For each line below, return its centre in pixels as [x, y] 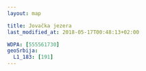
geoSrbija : [23, 51]
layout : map [24, 13]
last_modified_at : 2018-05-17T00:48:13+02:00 [73, 32]
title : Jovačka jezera [39, 26]
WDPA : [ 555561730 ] [33, 44]
